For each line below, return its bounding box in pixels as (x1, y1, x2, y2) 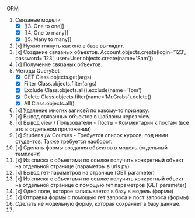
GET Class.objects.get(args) (23, 73, 92, 81)
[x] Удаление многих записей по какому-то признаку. (15, 107, 149, 114)
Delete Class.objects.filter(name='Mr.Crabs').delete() (23, 93, 152, 100)
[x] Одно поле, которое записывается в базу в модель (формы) (15, 188, 174, 195)
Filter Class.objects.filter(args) (23, 80, 97, 87)
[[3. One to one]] (23, 23, 64, 29)
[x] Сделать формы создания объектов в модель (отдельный (15, 144, 168, 151)
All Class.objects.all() (23, 100, 75, 107)
